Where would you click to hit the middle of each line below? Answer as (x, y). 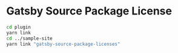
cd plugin (19, 27)
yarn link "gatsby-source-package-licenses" (63, 44)
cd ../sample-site (29, 38)
